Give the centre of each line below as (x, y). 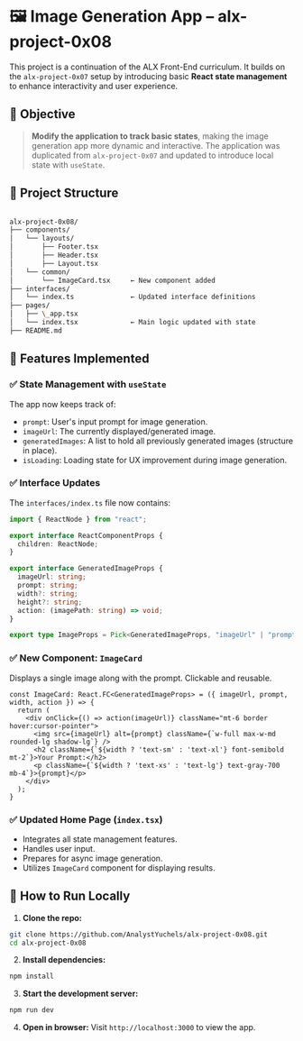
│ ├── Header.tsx (54, 256)
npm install (32, 977)
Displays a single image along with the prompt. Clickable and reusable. (141, 678)
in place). (40, 450)
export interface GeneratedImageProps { (87, 569)
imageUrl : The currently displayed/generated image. (119, 431)
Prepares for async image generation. (92, 858)
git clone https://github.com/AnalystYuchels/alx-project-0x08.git (139, 934)
